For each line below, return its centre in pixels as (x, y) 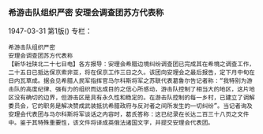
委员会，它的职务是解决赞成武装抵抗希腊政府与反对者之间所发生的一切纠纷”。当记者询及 (130, 106)
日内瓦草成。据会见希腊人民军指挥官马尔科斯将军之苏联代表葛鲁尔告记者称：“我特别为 (128, 81)
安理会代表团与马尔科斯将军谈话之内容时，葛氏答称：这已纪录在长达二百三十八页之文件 (129, 115)
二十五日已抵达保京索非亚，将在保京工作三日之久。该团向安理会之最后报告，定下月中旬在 (131, 73)
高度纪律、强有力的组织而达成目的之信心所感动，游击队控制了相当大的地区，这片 (137, 89)
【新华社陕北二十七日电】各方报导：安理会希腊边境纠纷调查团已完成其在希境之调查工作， (131, 65)
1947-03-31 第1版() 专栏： (50, 31)
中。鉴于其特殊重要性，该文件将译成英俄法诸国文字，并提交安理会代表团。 (111, 123)
